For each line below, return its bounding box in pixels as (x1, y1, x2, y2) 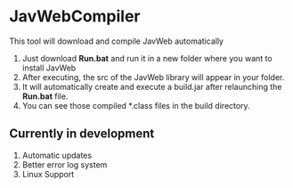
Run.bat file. (21, 91, 69, 102)
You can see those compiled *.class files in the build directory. (21, 100, 251, 110)
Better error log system (21, 159, 108, 170)
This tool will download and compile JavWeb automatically (9, 36, 224, 46)
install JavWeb (21, 62, 77, 73)
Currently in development (9, 127, 155, 142)
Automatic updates (21, 150, 92, 160)
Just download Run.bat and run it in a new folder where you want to (21, 53, 273, 63)
